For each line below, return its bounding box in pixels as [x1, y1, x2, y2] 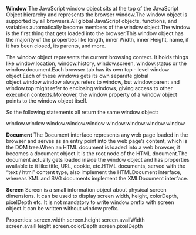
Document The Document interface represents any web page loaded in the [6, 131, 188, 138]
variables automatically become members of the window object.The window [6, 23, 191, 30]
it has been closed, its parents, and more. [6, 42, 106, 49]
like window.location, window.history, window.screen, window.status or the [6, 60, 187, 67]
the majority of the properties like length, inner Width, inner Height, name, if [6, 36, 189, 43]
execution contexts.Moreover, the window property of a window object [6, 91, 178, 98]
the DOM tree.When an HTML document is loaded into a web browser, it [6, 144, 181, 151]
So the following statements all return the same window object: [6, 108, 158, 115]
